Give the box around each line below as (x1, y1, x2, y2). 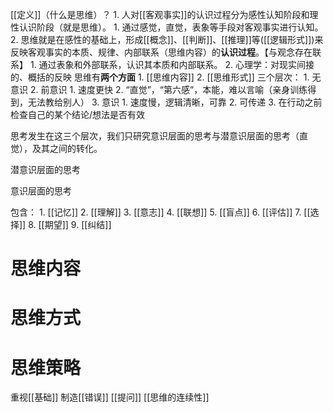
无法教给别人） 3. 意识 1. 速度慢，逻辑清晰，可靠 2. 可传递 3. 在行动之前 (27, 96, 323, 108)
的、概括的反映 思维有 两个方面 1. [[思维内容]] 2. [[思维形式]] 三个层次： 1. (10, 71, 310, 83)
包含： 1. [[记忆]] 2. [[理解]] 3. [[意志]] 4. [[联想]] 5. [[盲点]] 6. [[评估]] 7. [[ (10, 206, 311, 218)
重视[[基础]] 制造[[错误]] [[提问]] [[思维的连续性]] (10, 391, 210, 403)
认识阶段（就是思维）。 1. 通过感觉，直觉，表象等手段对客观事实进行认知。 (18, 21, 324, 33)
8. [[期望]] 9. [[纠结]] (28, 219, 112, 230)
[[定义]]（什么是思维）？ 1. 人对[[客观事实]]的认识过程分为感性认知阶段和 (10, 9, 310, 20)
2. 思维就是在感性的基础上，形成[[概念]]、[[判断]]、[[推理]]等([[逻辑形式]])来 (10, 34, 324, 45)
